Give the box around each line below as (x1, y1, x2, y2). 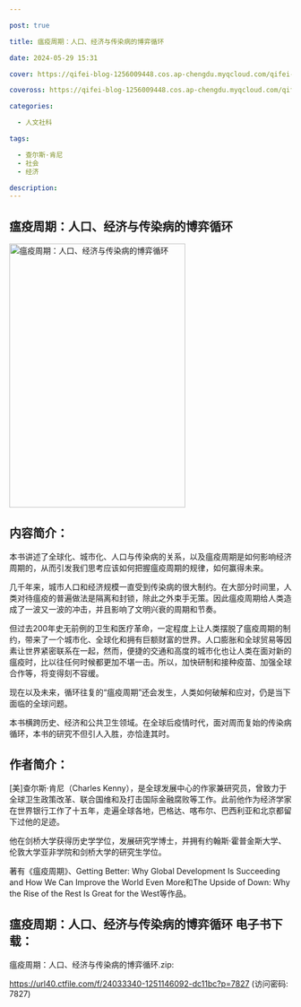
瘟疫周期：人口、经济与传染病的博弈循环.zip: (9, 959, 175, 969)
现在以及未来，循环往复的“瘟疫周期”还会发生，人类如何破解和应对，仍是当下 (9, 687, 291, 698)
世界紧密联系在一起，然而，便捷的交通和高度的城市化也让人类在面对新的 (24, 645, 292, 655)
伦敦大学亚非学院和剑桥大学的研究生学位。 (9, 846, 167, 857)
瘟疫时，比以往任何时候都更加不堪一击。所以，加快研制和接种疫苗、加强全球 (9, 656, 292, 667)
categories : (9, 102, 54, 111)
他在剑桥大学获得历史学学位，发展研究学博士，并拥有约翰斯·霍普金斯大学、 (9, 835, 287, 846)
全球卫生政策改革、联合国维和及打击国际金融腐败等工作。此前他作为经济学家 (9, 794, 292, 804)
